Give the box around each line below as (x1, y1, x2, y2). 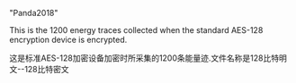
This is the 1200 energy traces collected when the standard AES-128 (9, 25, 264, 35)
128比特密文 (23, 64, 69, 74)
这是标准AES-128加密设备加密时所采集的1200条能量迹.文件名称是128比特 (9, 53, 280, 63)
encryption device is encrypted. (9, 35, 128, 45)
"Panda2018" (9, 8, 58, 18)
